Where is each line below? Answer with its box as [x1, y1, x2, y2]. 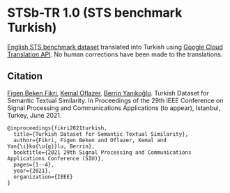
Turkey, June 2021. [7, 111, 62, 119]
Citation [7, 70, 43, 82]
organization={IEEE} [13, 173, 73, 180]
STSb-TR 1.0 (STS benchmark [7, 5, 183, 21]
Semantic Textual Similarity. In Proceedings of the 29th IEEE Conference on [7, 96, 224, 105]
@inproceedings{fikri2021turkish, [7, 124, 108, 132]
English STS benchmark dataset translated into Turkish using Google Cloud [7, 43, 223, 51]
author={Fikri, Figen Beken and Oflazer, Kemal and [13, 137, 167, 144]
